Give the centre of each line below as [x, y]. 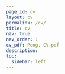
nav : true [18, 34]
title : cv [18, 28]
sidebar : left [29, 61]
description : [22, 51]
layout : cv [19, 17]
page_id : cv [21, 12]
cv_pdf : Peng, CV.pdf [33, 45]
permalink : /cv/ [26, 23]
